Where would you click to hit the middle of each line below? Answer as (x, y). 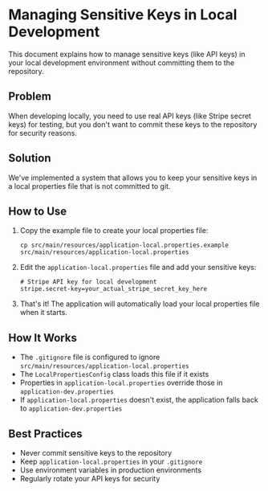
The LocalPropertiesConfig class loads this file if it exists (114, 374)
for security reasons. (43, 133)
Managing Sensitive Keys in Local (123, 15)
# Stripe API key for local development (88, 282)
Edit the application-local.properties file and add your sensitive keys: (138, 268)
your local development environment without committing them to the (122, 63)
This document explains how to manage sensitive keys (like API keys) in (127, 54)
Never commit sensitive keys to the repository (96, 453)
